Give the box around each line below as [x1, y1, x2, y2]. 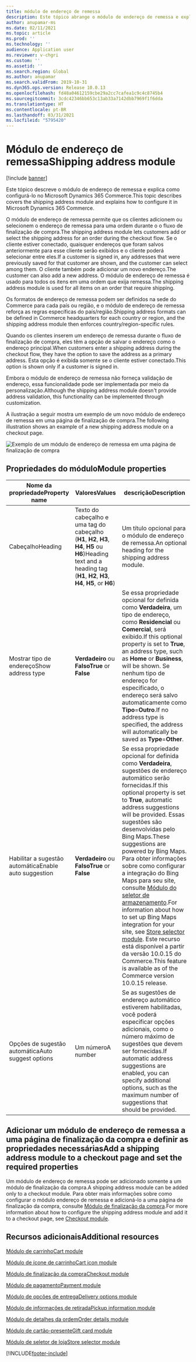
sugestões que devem [121, 1039, 183, 1047]
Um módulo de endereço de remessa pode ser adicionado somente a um [6, 1177, 182, 1185]
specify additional [121, 1076, 171, 1084]
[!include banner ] [6, 175, 48, 182]
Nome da [26, 481, 52, 489]
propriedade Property [9, 489, 69, 497]
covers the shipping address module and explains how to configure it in [6, 199, 178, 206]
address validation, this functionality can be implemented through [6, 393, 164, 400]
